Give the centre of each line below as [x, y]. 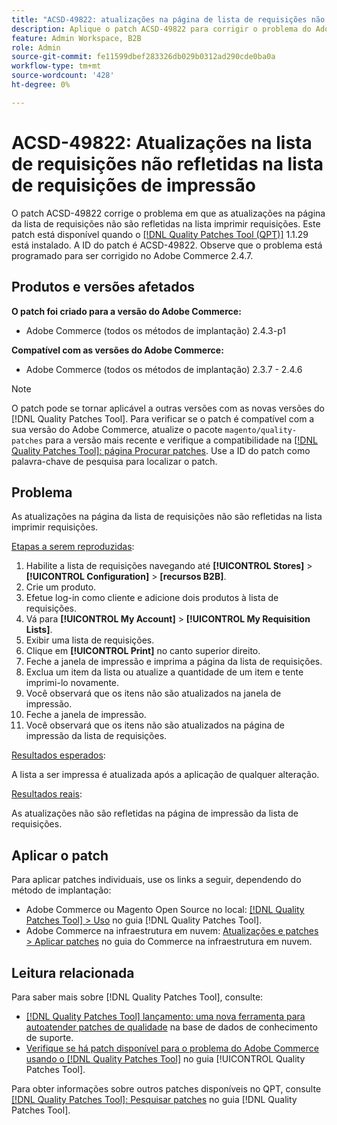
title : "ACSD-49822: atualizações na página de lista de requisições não [168, 19]
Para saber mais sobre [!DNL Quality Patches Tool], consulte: [137, 997]
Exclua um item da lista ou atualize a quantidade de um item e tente [164, 672]
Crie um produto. [61, 587]
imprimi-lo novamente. [72, 683]
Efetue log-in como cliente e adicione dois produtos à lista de [152, 598]
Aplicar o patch [60, 855]
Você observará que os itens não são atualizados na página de [155, 725]
